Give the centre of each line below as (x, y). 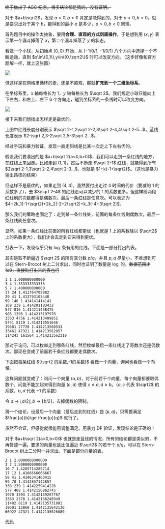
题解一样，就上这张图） (29, 63)
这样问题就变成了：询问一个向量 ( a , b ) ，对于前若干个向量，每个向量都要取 (80, 378)
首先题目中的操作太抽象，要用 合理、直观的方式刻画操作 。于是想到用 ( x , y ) (80, 34)
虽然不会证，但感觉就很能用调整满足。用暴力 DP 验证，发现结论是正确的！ (80, 428)
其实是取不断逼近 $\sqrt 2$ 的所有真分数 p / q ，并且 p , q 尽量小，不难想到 (78, 258)
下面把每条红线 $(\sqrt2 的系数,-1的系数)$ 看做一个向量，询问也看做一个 (78, 362)
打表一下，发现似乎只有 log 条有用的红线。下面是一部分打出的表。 (72, 248)
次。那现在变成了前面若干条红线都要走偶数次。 (52, 351)
